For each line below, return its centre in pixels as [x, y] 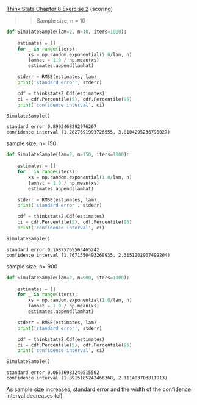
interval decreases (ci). [35, 396]
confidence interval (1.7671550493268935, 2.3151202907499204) [88, 255]
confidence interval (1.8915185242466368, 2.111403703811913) [87, 378]
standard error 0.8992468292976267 [52, 127]
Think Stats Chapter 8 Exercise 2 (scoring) [60, 9]
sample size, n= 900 [32, 266]
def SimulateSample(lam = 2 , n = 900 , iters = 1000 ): [68, 278]
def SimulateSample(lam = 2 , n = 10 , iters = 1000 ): [66, 32]
